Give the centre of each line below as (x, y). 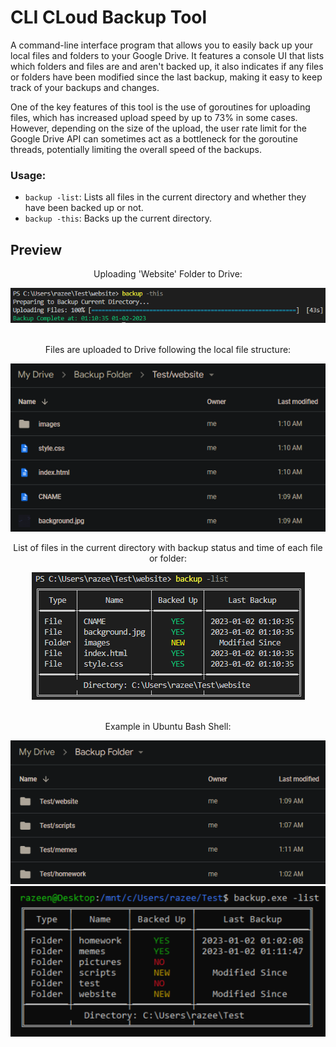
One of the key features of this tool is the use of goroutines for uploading (160, 107)
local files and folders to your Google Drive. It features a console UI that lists (167, 55)
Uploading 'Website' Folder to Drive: (168, 274)
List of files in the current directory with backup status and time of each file (168, 547)
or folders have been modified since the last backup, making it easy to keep (166, 77)
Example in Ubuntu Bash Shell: (168, 726)
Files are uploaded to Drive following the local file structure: (168, 350)
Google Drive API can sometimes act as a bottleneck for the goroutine (154, 138)
